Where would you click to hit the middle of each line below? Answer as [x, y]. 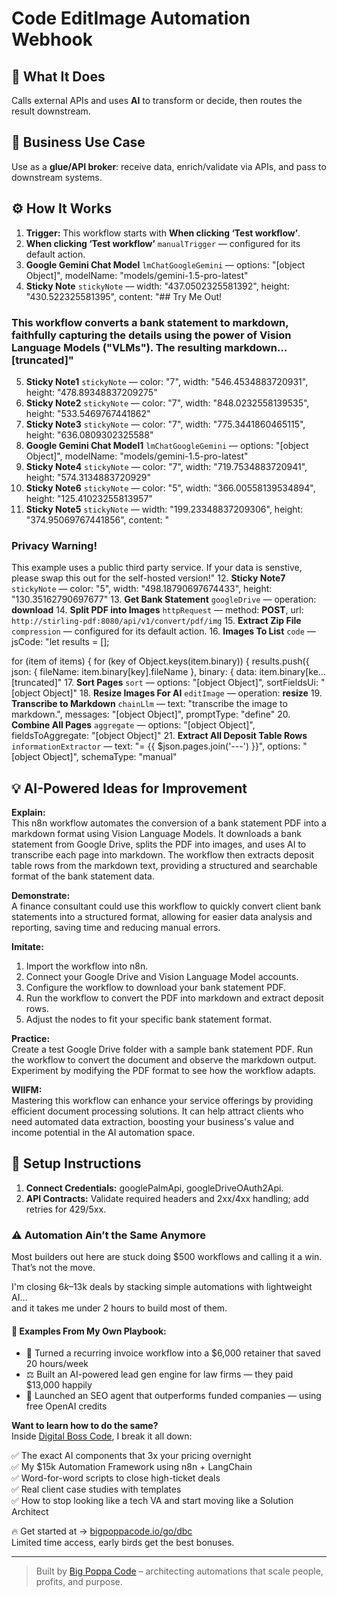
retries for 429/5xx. [66, 1209]
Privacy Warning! [54, 545]
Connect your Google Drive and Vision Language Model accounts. [162, 977]
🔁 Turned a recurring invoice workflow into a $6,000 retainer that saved [173, 1353]
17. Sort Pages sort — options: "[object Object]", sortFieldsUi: [191, 683]
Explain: [28, 813]
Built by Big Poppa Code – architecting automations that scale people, [179, 1571]
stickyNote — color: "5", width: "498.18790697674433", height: [142, 589]
